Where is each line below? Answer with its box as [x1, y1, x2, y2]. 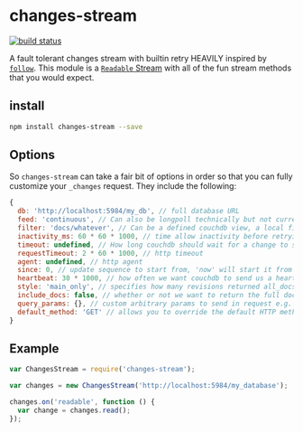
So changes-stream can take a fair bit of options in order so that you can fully [9, 171, 293, 182]
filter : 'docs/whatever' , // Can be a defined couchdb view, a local [17, 223, 284, 233]
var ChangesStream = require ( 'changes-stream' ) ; [9, 365, 196, 374]
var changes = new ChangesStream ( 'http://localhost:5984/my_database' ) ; [9, 381, 289, 390]
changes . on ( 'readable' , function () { [9, 398, 155, 407]
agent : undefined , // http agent [17, 257, 143, 267]
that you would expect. [9, 71, 95, 82]
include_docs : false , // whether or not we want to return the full [17, 291, 280, 300]
